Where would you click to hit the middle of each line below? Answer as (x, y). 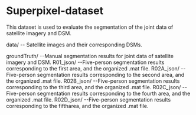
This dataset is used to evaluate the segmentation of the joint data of (90, 27)
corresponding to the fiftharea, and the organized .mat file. (77, 106)
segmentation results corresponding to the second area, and (111, 75)
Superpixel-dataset (55, 11)
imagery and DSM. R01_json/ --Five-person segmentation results (85, 62)
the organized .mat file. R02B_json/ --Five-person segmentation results (93, 81)
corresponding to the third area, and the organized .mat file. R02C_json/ (94, 87)
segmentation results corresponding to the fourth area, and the (114, 93)
